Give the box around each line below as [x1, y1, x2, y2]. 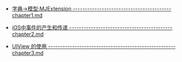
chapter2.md [11, 31, 44, 37]
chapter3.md [11, 50, 44, 56]
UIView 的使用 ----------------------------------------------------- [11, 43, 176, 50]
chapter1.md [11, 12, 43, 19]
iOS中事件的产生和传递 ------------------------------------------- [11, 24, 173, 31]
